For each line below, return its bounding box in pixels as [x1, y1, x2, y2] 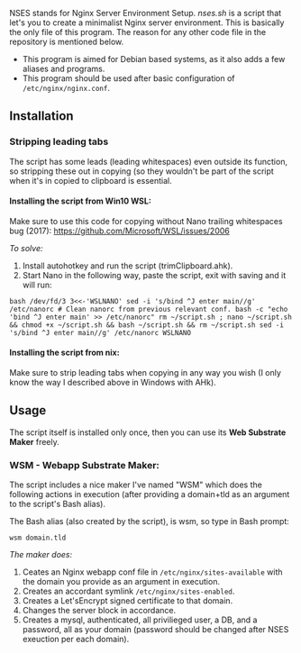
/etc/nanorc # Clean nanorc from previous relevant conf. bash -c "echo [9, 304, 288, 313]
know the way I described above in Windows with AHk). [9, 377, 216, 388]
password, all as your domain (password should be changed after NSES [22, 624, 289, 635]
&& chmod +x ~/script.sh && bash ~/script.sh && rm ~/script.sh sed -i [9, 320, 284, 330]
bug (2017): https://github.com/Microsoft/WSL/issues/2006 [9, 225, 230, 236]
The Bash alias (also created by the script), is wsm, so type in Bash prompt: [9, 516, 290, 527]
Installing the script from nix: [9, 347, 120, 358]
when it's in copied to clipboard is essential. [9, 175, 173, 186]
